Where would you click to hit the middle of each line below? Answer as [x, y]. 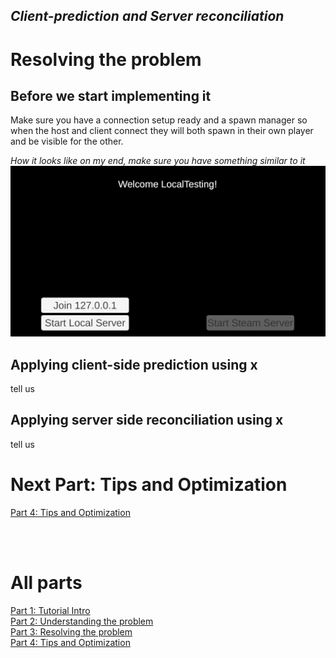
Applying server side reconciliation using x [147, 420]
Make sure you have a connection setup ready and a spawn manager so [159, 120]
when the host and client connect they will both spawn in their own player [162, 131]
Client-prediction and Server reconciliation [147, 16]
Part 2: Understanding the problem [82, 621]
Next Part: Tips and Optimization [149, 485]
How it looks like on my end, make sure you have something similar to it [158, 161]
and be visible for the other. [67, 141]
